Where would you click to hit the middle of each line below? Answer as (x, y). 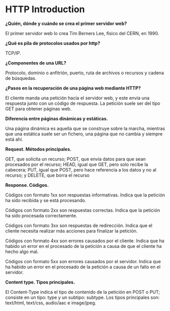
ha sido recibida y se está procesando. (46, 200)
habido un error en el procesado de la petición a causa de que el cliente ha (83, 246)
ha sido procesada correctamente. (41, 215)
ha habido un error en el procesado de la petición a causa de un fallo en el (83, 267)
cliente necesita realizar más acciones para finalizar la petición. (72, 231)
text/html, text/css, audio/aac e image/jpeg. (51, 303)
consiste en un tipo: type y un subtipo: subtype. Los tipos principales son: (82, 297)
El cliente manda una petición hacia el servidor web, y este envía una (77, 98)
